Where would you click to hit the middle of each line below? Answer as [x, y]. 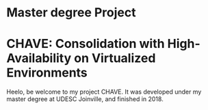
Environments [47, 73]
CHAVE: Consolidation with [86, 44]
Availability [39, 58]
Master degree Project [71, 13]
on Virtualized [115, 58]
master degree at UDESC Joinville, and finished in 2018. [85, 99]
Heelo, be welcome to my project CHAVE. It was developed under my [104, 92]
